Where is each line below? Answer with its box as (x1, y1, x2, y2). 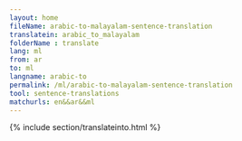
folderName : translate (9, 38, 100, 48)
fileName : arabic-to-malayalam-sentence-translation (9, 22, 213, 31)
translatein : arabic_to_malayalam (9, 30, 140, 39)
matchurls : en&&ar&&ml (9, 97, 95, 107)
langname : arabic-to (9, 72, 88, 81)
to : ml (9, 64, 34, 73)
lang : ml (9, 47, 43, 56)
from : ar (9, 55, 43, 64)
